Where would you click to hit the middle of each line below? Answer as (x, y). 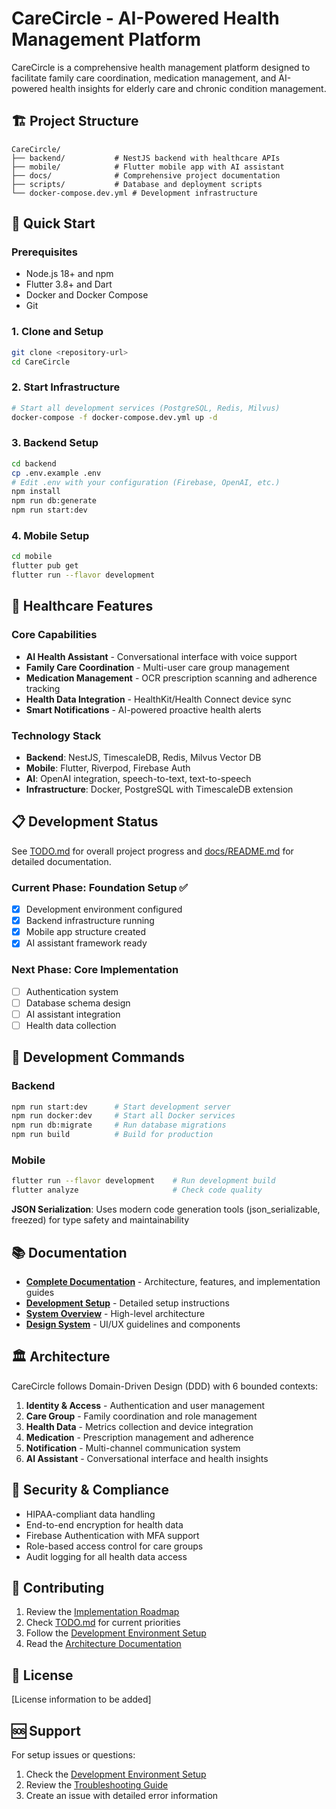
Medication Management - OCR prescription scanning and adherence (171, 678)
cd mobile (32, 557)
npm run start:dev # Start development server (121, 1107)
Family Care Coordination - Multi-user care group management (157, 667)
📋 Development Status (85, 822)
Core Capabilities (54, 635)
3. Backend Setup (55, 443)
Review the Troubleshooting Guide (97, 1785)
